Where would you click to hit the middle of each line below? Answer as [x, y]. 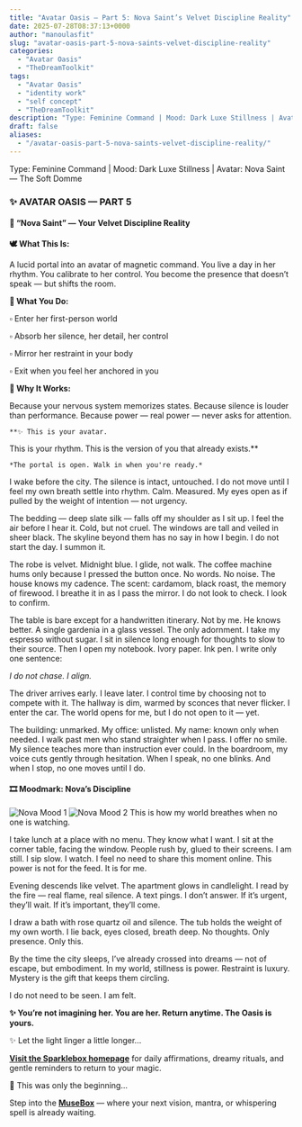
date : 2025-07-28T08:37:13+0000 [70, 26]
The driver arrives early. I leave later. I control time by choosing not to [138, 693]
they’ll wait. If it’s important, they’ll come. [85, 905]
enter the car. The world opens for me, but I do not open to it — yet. [134, 712]
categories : [31, 51]
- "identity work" [52, 93]
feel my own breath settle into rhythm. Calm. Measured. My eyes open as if [148, 491]
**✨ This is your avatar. [58, 432]
